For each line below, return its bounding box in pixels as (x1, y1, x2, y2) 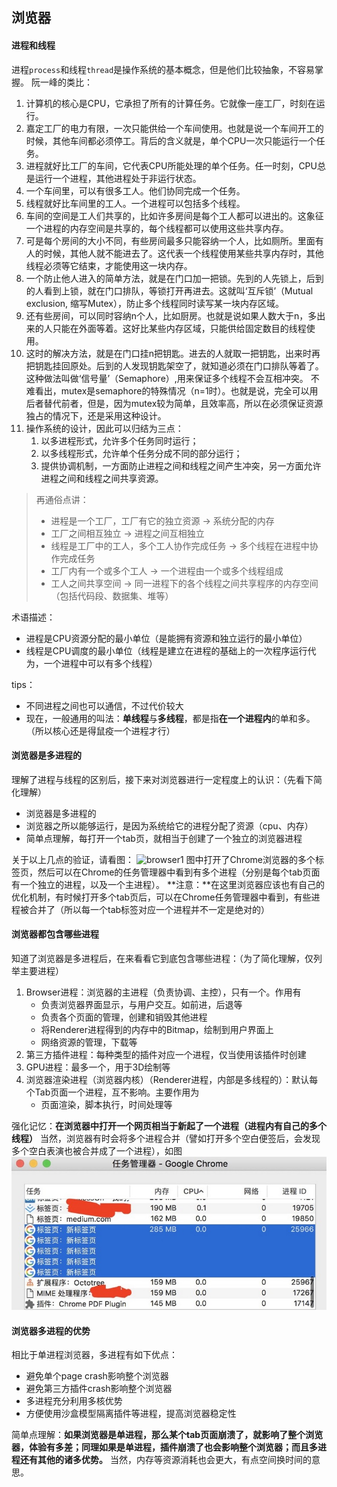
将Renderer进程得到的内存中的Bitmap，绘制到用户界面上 (40, 1024, 274, 1035)
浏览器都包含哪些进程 (11, 928, 99, 940)
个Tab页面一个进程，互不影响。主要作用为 (25, 1086, 200, 1098)
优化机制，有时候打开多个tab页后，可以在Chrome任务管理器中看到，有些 (11, 891, 312, 903)
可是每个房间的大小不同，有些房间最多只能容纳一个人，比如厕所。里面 (25, 234, 316, 247)
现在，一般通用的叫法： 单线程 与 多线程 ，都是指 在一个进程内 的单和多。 (25, 712, 316, 724)
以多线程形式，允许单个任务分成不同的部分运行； (40, 447, 243, 459)
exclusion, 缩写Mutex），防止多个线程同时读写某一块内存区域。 (25, 297, 284, 309)
